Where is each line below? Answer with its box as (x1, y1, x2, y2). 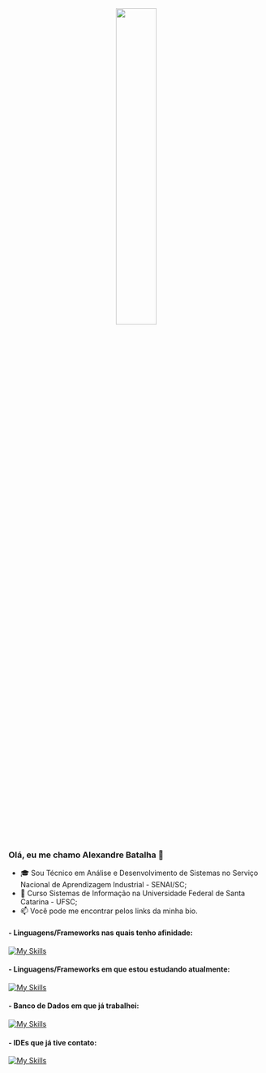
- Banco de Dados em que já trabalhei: (8, 1001, 139, 1011)
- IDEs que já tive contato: (8, 1037, 97, 1047)
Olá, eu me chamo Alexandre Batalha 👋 (8, 849, 164, 861)
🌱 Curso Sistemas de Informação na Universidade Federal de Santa (19, 888, 246, 899)
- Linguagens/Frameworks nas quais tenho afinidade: (8, 928, 193, 938)
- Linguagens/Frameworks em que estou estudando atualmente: (8, 964, 230, 974)
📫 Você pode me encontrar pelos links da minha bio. (19, 906, 198, 916)
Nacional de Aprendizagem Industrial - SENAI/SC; (19, 880, 187, 890)
